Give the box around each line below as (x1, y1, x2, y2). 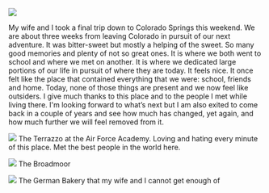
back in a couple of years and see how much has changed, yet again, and (8, 109, 254, 118)
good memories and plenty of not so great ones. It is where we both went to (8, 48, 262, 58)
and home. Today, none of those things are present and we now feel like (8, 83, 249, 92)
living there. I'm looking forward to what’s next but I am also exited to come (8, 100, 258, 109)
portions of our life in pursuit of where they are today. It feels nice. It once (8, 65, 254, 75)
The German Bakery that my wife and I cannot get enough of (18, 176, 221, 185)
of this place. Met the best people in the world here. (8, 142, 181, 152)
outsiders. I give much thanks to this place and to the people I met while (8, 91, 248, 101)
